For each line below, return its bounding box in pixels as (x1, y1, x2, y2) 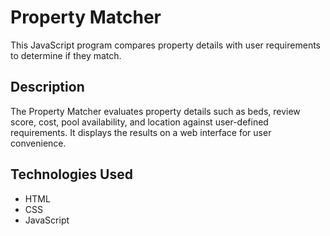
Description (10, 79, 85, 96)
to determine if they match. (10, 49, 122, 61)
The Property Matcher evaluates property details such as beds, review (10, 105, 301, 117)
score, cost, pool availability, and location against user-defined (10, 116, 269, 128)
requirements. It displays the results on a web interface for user (10, 126, 272, 138)
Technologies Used (10, 166, 133, 183)
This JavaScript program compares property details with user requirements (10, 39, 321, 51)
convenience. (10, 137, 67, 149)
